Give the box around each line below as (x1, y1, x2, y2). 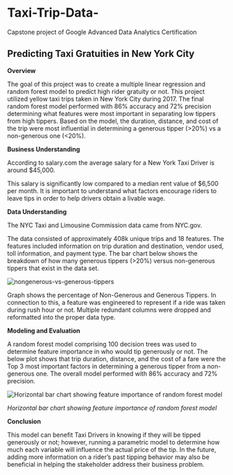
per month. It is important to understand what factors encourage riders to (7, 186, 217, 195)
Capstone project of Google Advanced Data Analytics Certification (7, 28, 198, 36)
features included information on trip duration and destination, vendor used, (7, 242, 224, 250)
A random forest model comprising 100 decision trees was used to (7, 340, 197, 348)
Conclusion (7, 417, 42, 425)
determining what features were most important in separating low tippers (7, 109, 216, 117)
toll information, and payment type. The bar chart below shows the (7, 249, 198, 258)
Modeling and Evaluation (7, 326, 80, 335)
